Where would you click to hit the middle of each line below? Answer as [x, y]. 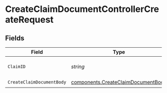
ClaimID [17, 66]
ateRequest [29, 20]
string [78, 67]
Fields [15, 38]
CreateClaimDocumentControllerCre [82, 9]
